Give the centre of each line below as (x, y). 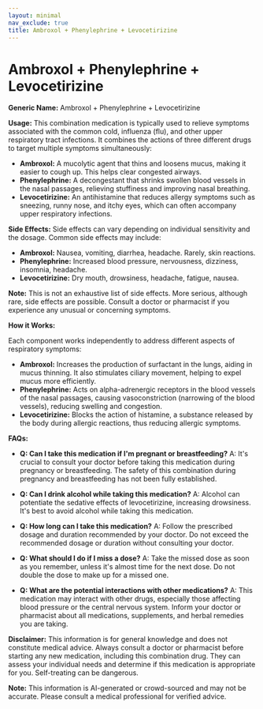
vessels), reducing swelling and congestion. (91, 407)
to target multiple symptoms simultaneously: (80, 148)
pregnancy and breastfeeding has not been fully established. (118, 479)
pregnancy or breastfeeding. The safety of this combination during (128, 471)
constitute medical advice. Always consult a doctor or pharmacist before (126, 647)
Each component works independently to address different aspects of (122, 341)
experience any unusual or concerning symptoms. (89, 310)
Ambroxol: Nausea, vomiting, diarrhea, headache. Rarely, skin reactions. (137, 253)
